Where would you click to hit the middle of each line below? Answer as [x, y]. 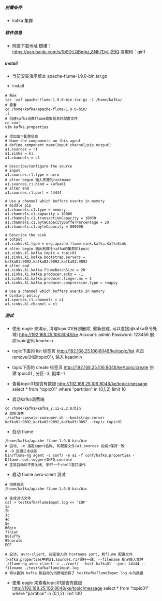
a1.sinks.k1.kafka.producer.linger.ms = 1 [48, 278]
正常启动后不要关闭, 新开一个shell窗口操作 [48, 465]
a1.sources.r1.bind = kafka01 [36, 184]
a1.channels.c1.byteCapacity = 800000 [44, 226]
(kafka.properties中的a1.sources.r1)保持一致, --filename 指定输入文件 [74, 559]
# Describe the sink [26, 235]
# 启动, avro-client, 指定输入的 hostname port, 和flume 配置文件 [69, 554]
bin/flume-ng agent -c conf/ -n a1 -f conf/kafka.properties [68, 455]
